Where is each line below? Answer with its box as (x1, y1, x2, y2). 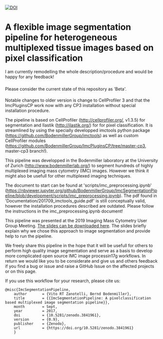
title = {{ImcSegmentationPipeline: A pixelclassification (14, 296, 151, 301)
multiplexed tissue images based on (5, 42, 154, 54)
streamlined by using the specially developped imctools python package (5, 127, 150, 133)
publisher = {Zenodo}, (14, 321, 67, 326)
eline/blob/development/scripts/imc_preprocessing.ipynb (5, 193, 120, 198)
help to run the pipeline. (5, 233, 53, 239)
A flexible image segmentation (5, 22, 131, 33)
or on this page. (5, 268, 37, 274)
